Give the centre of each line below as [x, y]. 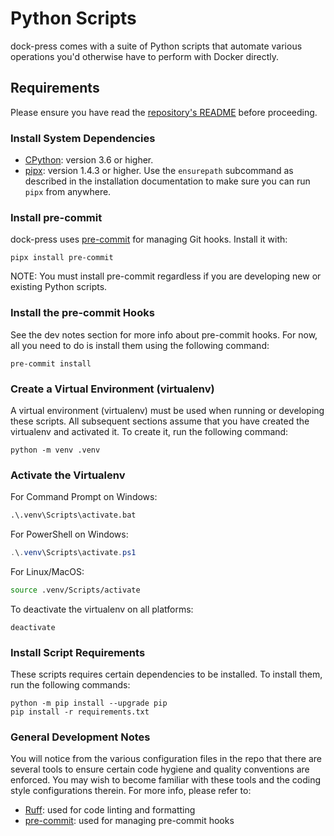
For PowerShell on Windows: [69, 534]
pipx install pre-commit [62, 258]
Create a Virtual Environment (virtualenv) [112, 389]
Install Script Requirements [78, 652]
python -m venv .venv [55, 450]
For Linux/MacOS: [47, 571]
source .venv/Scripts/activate [75, 590]
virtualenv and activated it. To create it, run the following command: [149, 431]
